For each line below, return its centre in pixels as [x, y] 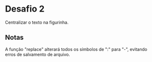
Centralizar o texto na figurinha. [37, 22]
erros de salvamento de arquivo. [38, 54]
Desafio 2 [25, 9]
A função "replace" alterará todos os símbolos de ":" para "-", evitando [76, 49]
